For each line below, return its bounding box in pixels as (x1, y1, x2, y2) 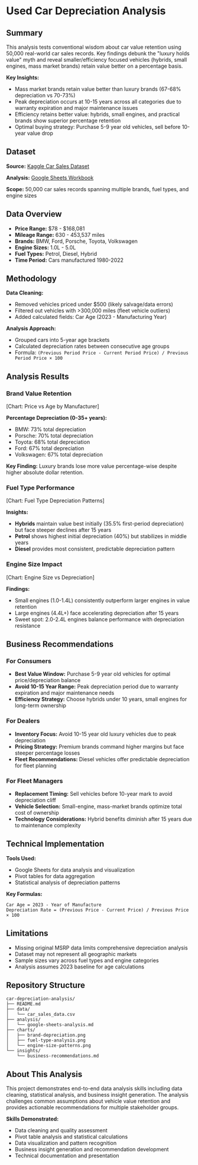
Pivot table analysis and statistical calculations (14, 1133, 128, 1141)
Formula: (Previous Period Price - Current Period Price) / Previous (14, 349, 189, 356)
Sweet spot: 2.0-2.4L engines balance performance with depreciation (14, 616, 184, 623)
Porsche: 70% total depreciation (14, 432, 93, 439)
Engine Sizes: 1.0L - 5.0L (14, 243, 76, 251)
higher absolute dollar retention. (6, 469, 84, 476)
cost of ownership (14, 809, 59, 816)
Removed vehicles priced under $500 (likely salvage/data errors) (14, 301, 173, 308)
